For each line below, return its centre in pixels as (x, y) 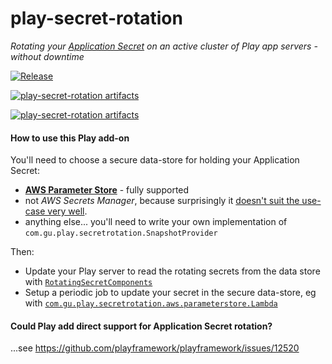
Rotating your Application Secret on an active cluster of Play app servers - (164, 46)
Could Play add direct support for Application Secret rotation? (141, 326)
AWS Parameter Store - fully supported (107, 190)
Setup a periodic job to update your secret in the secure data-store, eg (170, 293)
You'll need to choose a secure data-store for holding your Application (155, 160)
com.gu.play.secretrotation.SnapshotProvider (121, 233)
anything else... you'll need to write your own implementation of (156, 222)
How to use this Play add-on (70, 138)
